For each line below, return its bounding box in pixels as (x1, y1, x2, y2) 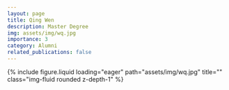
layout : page (7, 10, 45, 17)
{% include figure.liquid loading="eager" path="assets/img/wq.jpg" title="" (7, 67, 223, 76)
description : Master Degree (7, 23, 89, 30)
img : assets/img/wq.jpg (7, 29, 77, 37)
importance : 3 (7, 36, 49, 43)
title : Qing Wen (7, 17, 54, 24)
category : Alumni (7, 42, 58, 49)
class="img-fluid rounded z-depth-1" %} (7, 75, 124, 83)
